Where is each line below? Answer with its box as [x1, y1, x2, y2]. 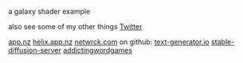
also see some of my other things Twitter [8, 22, 143, 31]
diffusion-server [8, 46, 62, 54]
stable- [210, 37, 235, 46]
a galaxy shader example [8, 7, 91, 16]
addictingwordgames [62, 46, 133, 54]
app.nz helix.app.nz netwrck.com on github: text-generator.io [8, 37, 210, 46]
